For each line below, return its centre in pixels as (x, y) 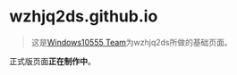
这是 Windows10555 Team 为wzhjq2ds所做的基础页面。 (131, 42)
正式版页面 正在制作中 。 (52, 61)
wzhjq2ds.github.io (84, 17)
